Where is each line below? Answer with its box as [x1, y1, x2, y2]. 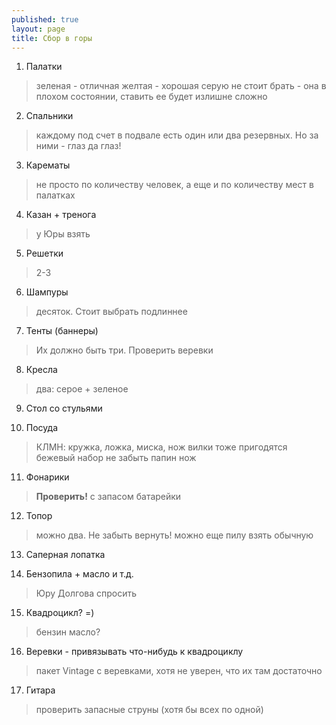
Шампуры [25, 286, 69, 298]
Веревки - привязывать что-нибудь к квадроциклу [25, 646, 244, 658]
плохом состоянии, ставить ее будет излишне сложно [35, 91, 268, 103]
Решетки [25, 247, 64, 260]
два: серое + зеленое [35, 383, 129, 395]
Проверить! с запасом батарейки [35, 491, 182, 503]
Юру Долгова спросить [35, 587, 138, 600]
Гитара [25, 684, 56, 696]
